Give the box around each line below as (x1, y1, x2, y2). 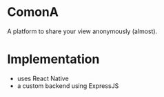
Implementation (7, 51, 100, 67)
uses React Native (17, 74, 69, 82)
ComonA (7, 4, 59, 20)
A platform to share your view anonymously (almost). (7, 27, 158, 35)
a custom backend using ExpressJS (17, 81, 119, 90)
